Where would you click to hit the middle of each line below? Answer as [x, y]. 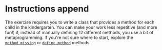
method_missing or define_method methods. [48, 42]
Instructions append [47, 9]
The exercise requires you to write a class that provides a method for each [80, 22]
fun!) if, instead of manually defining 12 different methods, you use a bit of [79, 32]
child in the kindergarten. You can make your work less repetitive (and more [81, 27]
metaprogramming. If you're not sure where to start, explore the [69, 37]
